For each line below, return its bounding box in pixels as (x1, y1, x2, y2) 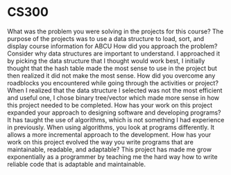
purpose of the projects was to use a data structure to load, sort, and (7, 34, 205, 42)
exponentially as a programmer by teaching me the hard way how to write (7, 152, 218, 160)
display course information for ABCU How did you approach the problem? (7, 42, 218, 50)
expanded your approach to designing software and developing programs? (7, 108, 221, 117)
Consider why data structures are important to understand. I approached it (7, 49, 221, 58)
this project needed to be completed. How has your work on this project (7, 101, 213, 109)
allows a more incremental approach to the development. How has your (7, 130, 212, 139)
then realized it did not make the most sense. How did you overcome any (7, 71, 216, 80)
